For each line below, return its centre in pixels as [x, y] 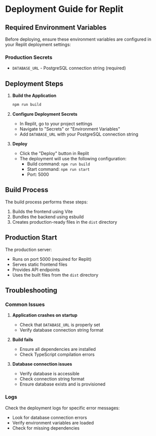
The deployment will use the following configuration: [73, 158]
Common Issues [25, 304]
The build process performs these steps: [46, 202]
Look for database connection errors [50, 417]
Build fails [23, 339]
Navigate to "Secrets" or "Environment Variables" [70, 129]
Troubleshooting [31, 290]
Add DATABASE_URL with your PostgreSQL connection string [79, 134]
